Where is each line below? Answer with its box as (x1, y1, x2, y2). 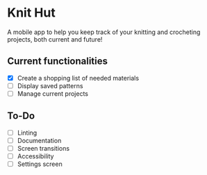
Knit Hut (7, 5, 56, 21)
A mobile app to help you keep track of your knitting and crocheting (7, 28, 201, 36)
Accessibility (17, 151, 54, 160)
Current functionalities (7, 56, 108, 67)
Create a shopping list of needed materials (17, 74, 140, 82)
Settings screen (17, 160, 63, 168)
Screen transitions (17, 144, 70, 152)
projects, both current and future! (7, 35, 103, 43)
